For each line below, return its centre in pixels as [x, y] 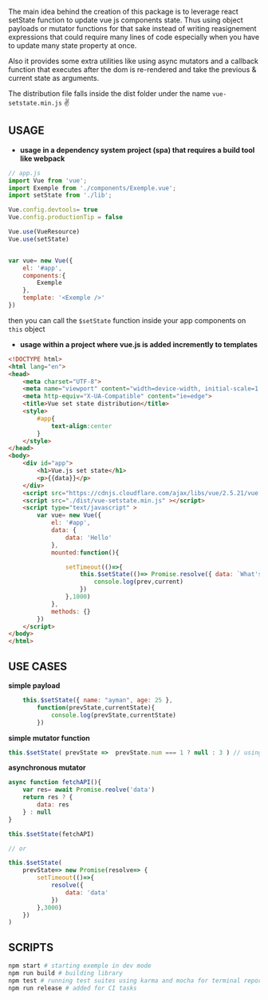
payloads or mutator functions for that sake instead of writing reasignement [132, 28]
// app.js [25, 173]
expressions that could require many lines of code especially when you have [134, 37]
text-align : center [81, 426]
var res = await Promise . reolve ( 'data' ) [89, 790]
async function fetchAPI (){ [55, 782]
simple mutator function [49, 738]
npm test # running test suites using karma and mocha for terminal [124, 980]
